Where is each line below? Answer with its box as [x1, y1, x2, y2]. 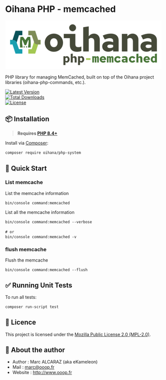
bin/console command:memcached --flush [5, 268, 88, 273]
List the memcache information [5, 190, 69, 196]
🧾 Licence [5, 318, 36, 327]
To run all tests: [5, 294, 37, 300]
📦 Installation [5, 114, 50, 123]
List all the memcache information [5, 209, 75, 215]
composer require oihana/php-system [5, 150, 81, 155]
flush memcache [5, 246, 47, 253]
